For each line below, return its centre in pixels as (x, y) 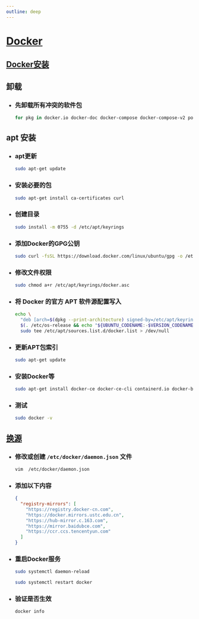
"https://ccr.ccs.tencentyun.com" (68, 532)
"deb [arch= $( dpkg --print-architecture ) (72, 320)
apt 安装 (21, 138)
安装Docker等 (34, 376)
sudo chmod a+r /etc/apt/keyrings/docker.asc (72, 285)
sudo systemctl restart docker (53, 583)
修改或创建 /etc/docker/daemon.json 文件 (73, 457)
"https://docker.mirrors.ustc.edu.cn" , (75, 515)
